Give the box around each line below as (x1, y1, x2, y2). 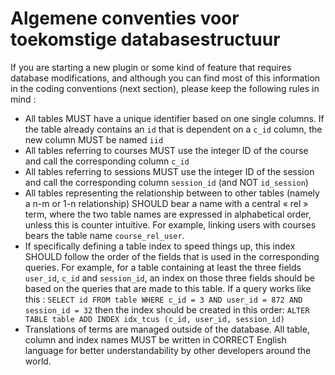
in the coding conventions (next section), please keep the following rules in (10, 82, 320, 94)
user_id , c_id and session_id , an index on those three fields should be (24, 272, 315, 284)
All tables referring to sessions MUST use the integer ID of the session (24, 165, 315, 177)
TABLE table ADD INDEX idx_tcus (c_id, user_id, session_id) (24, 314, 286, 324)
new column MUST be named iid (24, 133, 164, 146)
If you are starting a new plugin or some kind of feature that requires (10, 61, 292, 73)
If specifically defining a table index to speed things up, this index (24, 240, 296, 252)
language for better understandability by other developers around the (24, 344, 312, 356)
